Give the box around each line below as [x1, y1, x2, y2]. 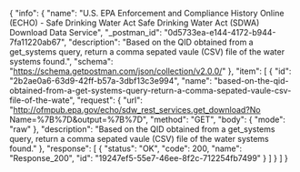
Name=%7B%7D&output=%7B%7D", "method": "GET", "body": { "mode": [9, 114, 286, 125]
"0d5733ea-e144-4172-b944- [163, 27, 276, 37]
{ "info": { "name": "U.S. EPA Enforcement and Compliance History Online [9, 8, 285, 18]
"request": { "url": [76, 95, 144, 106]
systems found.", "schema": [9, 56, 114, 66]
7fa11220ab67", [9, 36, 66, 47]
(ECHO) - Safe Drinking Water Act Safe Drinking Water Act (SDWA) [9, 17, 260, 28]
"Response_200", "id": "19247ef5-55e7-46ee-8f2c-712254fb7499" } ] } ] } [9, 153, 288, 163]
